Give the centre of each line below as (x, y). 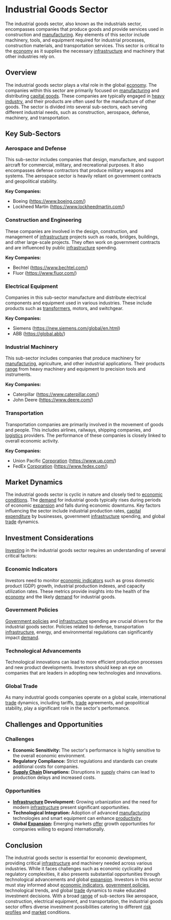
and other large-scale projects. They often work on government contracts (83, 242)
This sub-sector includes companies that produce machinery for (73, 358)
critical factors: (21, 556)
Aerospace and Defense (36, 148)
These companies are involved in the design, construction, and (71, 231)
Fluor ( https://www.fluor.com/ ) (45, 273)
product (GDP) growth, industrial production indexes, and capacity (75, 586)
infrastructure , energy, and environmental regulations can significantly (79, 632)
